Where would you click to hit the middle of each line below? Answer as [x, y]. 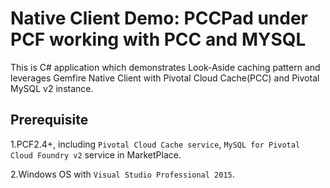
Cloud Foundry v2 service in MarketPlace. [96, 154]
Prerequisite [49, 120]
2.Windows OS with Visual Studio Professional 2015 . [122, 174]
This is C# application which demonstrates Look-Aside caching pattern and [165, 67]
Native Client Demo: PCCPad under [159, 18]
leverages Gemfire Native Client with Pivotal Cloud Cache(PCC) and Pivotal [165, 78]
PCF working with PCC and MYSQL [158, 39]
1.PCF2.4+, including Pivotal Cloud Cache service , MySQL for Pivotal [155, 144]
